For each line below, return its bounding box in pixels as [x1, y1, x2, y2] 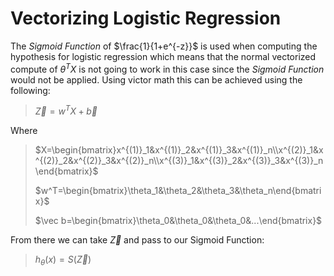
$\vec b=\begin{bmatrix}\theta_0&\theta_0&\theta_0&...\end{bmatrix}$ [34, 215, 323, 227]
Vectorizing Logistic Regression [10, 7, 282, 30]
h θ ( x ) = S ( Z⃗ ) [34, 253, 92, 268]
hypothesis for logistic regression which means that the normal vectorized [10, 50, 317, 62]
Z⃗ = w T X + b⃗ [34, 103, 98, 117]
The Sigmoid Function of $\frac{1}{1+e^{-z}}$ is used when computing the [10, 40, 318, 52]
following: [10, 84, 51, 96]
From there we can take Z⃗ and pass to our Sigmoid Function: [10, 234, 265, 246]
